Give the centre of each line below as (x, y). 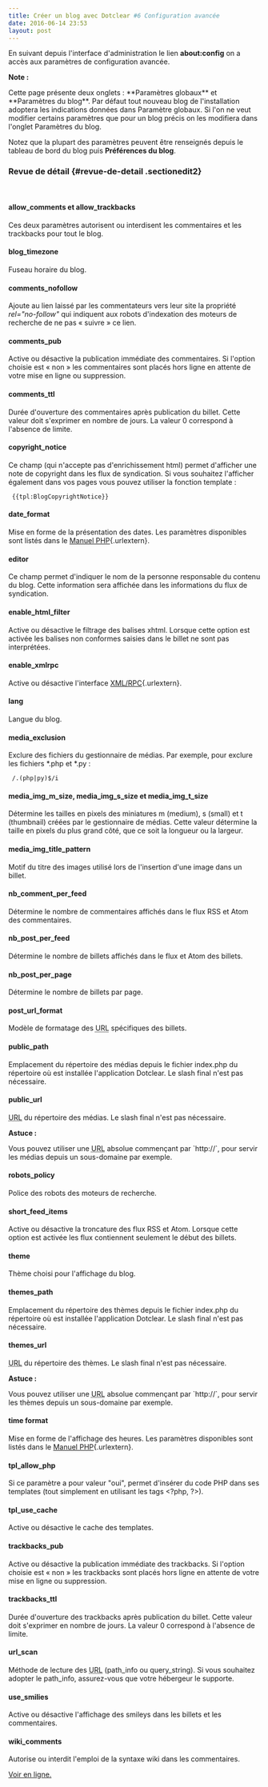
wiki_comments (35, 1741)
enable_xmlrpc (34, 666)
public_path (29, 1046)
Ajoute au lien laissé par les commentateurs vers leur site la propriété (122, 306)
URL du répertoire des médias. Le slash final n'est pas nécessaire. (117, 1117)
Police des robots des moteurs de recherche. (83, 1193)
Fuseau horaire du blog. (47, 270)
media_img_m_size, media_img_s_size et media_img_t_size (108, 796)
